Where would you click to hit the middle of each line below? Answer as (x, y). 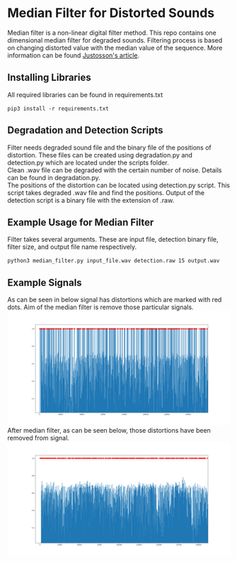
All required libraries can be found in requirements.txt (85, 94)
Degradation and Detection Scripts (85, 130)
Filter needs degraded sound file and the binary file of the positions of (109, 148)
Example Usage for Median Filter (81, 222)
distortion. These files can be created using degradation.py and (100, 155)
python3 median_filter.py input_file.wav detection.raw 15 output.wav (114, 261)
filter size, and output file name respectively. (72, 247)
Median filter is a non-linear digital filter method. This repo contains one (112, 33)
